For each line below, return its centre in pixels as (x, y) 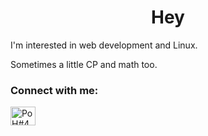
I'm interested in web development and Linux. (104, 45)
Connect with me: (54, 90)
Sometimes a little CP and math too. (84, 64)
